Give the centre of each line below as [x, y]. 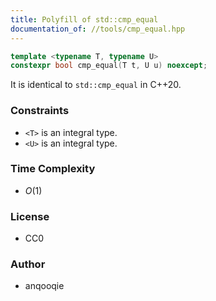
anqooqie [44, 286]
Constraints [40, 111]
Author [28, 264]
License [30, 216]
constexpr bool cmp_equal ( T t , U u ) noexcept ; [109, 66]
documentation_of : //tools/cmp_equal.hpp [98, 29]
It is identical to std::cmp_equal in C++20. [96, 85]
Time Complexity [53, 169]
